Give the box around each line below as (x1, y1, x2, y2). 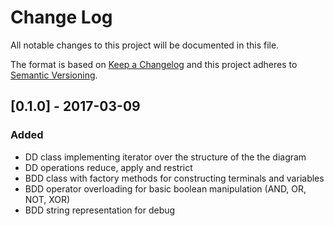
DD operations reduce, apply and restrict (24, 161, 193, 173)
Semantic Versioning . (10, 69, 98, 81)
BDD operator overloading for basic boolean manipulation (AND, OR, (24, 182, 307, 195)
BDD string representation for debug (24, 204, 176, 216)
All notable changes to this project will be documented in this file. (10, 39, 280, 51)
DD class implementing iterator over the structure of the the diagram (24, 151, 307, 163)
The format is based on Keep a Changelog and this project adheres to (10, 58, 298, 70)
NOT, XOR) (24, 193, 71, 205)
